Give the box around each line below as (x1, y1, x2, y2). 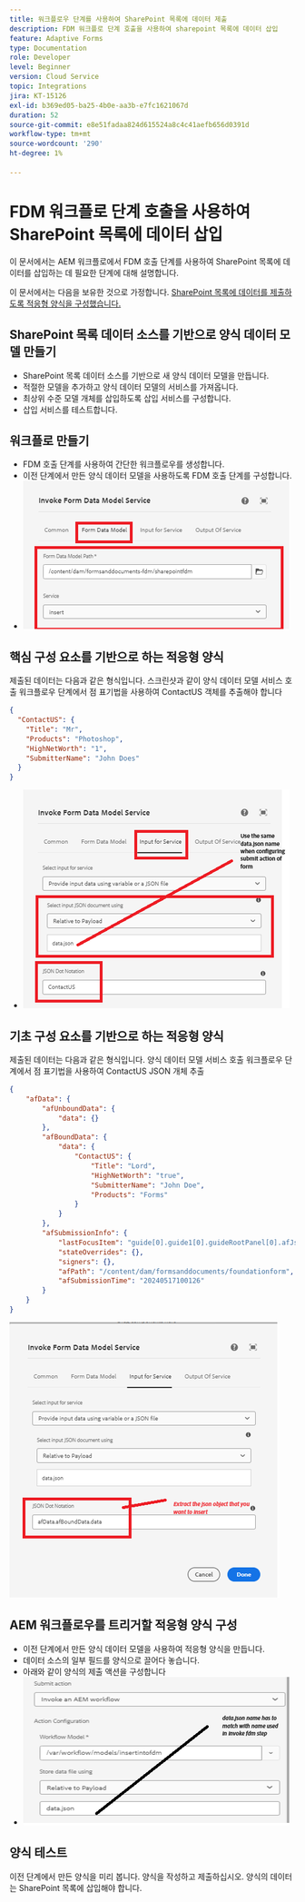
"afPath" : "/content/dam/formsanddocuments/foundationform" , (57, 1267, 295, 1276)
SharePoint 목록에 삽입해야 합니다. (18, 1882, 143, 1893)
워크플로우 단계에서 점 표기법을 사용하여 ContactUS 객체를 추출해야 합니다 (18, 687, 283, 698)
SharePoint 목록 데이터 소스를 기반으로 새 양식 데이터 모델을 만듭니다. (22, 370, 270, 381)
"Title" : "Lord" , (90, 1161, 156, 1171)
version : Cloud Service (9, 73, 100, 82)
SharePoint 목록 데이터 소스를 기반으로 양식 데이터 (9, 327, 277, 342)
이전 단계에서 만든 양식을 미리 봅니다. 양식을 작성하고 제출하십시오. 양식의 (9, 1871, 269, 1882)
